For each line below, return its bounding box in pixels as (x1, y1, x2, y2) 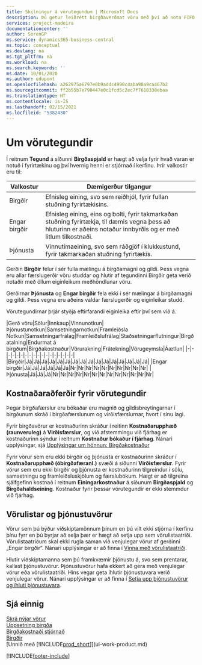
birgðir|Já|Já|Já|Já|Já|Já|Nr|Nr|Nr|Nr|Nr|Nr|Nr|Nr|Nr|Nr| (6, 364, 148, 372)
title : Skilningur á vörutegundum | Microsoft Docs (6, 8, 138, 15)
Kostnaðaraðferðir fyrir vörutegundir (6, 388, 147, 398)
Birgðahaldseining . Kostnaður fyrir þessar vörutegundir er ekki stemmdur (6, 485, 189, 493)
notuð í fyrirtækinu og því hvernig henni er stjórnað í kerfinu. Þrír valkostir (6, 162, 188, 169)
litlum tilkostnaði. (45, 233, 93, 241)
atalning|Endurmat (6, 339, 52, 346)
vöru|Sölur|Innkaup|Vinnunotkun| (21, 320, 104, 327)
